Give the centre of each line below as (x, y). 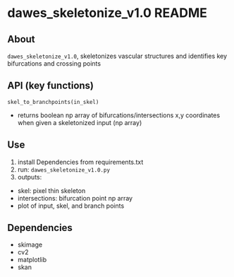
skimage (30, 244)
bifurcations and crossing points (54, 64)
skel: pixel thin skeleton (51, 190)
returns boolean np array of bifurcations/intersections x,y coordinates (119, 115)
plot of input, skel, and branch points (71, 206)
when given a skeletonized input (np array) (80, 122)
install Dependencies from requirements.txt (80, 162)
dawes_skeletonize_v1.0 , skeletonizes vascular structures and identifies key (117, 56)
